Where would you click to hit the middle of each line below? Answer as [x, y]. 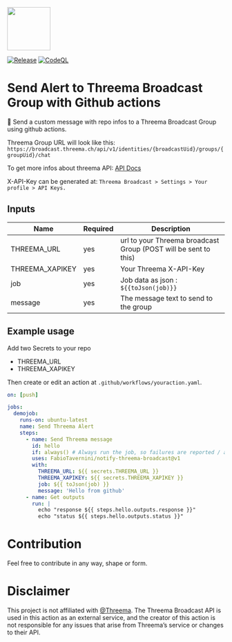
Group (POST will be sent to [165, 249]
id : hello [46, 446]
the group [136, 307]
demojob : [26, 414]
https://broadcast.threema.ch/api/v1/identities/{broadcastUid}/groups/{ [116, 149]
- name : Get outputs [55, 497]
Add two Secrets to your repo [49, 348]
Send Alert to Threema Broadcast [105, 88]
